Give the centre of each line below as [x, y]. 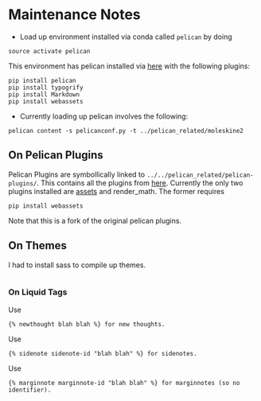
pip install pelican [43, 80]
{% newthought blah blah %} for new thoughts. [87, 324]
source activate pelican [49, 51]
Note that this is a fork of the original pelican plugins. [95, 220]
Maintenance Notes [74, 15]
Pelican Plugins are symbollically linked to [77, 174]
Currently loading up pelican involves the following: [104, 116]
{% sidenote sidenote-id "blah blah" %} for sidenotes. [103, 353]
